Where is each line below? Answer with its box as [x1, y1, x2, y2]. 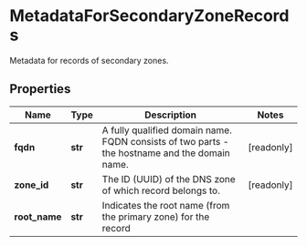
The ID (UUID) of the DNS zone [101, 172, 236, 185]
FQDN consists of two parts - [101, 135, 229, 148]
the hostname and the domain [101, 147, 230, 159]
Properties [9, 81, 71, 97]
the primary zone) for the [101, 210, 210, 223]
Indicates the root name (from [101, 199, 230, 211]
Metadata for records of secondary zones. [9, 55, 169, 66]
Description [144, 108, 196, 121]
